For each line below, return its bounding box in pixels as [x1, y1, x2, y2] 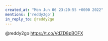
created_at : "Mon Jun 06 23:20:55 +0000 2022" [5, 7, 104, 12]
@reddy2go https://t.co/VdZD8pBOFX [5, 30, 84, 36]
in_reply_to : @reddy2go [5, 16, 55, 21]
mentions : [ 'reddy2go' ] [5, 12, 55, 17]
